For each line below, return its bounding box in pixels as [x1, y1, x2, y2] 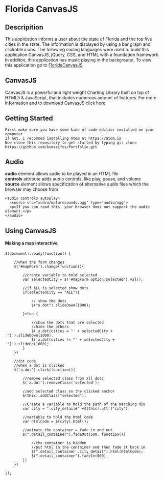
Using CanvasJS [5, 226, 56, 235]
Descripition [5, 23, 44, 31]
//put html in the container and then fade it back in [31, 445, 146, 450]
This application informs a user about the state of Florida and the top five [5, 36, 153, 42]
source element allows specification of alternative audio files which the [5, 181, 149, 187]
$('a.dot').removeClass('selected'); [23, 380, 99, 386]
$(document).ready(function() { [5, 251, 71, 256]
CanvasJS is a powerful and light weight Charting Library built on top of [5, 90, 149, 95]
